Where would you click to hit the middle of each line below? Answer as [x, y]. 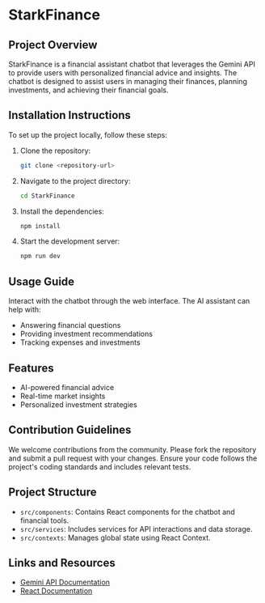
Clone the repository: [55, 151]
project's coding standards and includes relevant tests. [100, 466]
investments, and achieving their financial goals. [88, 90]
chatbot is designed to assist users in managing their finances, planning [128, 81]
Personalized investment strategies [78, 404]
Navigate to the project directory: [75, 180]
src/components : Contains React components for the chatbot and [128, 512]
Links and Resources [62, 563]
